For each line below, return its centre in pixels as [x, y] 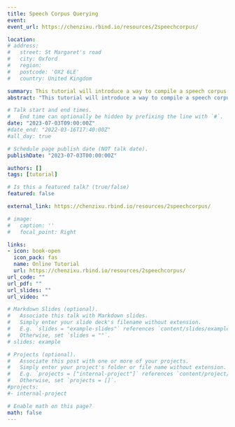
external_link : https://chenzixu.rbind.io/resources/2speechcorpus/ [109, 206]
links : [17, 245]
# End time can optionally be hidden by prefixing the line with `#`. [115, 117]
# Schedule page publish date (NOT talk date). [78, 149]
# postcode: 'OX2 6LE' [43, 72]
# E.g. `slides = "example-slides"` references [81, 329]
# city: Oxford [33, 59]
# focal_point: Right [42, 232]
